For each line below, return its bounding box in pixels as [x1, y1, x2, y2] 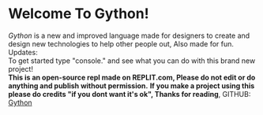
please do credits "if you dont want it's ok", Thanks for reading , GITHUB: [8, 89, 251, 98]
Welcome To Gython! [8, 5, 149, 23]
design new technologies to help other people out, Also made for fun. [8, 39, 235, 48]
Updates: [8, 47, 38, 57]
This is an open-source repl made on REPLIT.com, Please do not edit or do [8, 72, 256, 82]
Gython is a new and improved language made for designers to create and [8, 31, 250, 40]
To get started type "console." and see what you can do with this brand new [8, 56, 256, 65]
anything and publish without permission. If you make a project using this [8, 80, 255, 91]
